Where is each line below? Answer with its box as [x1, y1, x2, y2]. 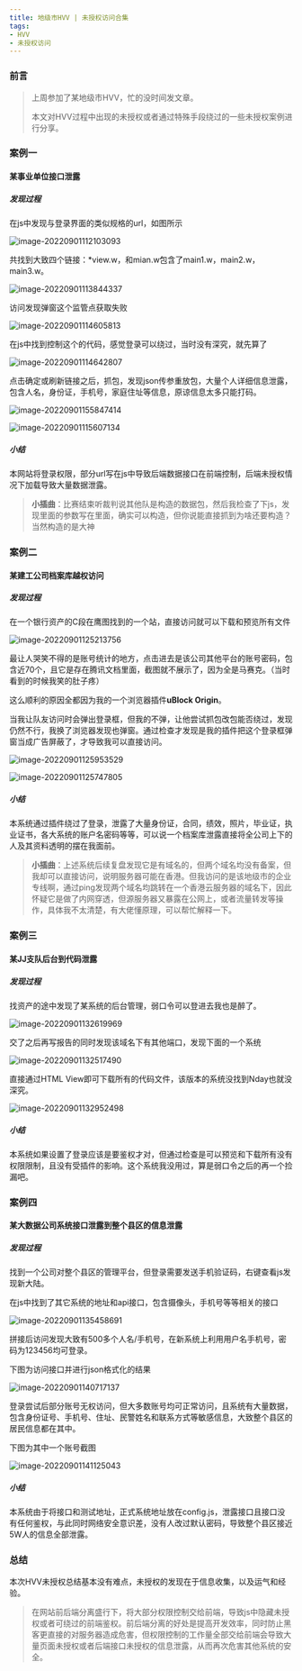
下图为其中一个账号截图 [9, 1442, 96, 1453]
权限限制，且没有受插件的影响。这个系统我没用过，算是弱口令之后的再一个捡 [9, 1159, 293, 1171]
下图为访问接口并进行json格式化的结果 [9, 1364, 151, 1375]
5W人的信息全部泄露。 [9, 1529, 93, 1540]
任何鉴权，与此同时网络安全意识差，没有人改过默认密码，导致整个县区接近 [16, 1518, 293, 1529]
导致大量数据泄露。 [40, 479, 112, 490]
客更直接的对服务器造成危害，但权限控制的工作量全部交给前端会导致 [31, 1629, 284, 1639]
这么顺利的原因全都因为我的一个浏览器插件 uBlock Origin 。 [9, 695, 226, 705]
